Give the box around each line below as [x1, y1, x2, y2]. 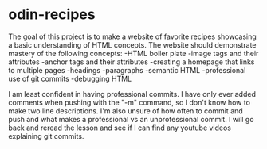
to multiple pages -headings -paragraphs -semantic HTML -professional [8, 65, 246, 74]
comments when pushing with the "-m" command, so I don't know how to [8, 97, 251, 107]
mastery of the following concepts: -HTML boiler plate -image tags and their [8, 48, 259, 58]
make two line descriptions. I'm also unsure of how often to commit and [8, 105, 243, 116]
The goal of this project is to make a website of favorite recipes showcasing [8, 32, 257, 41]
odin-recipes [8, 6, 96, 24]
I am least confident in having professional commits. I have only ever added [8, 89, 257, 98]
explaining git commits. [8, 131, 84, 140]
